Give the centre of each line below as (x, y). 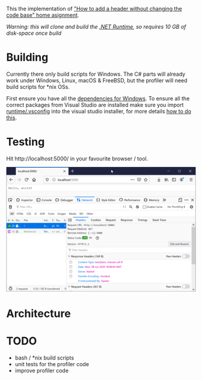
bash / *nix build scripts (44, 358)
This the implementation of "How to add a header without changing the (94, 9)
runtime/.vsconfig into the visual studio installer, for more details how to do (99, 111)
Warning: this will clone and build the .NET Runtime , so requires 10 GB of (96, 27)
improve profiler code (42, 370)
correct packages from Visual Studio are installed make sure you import (95, 105)
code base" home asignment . (43, 15)
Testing (26, 142)
